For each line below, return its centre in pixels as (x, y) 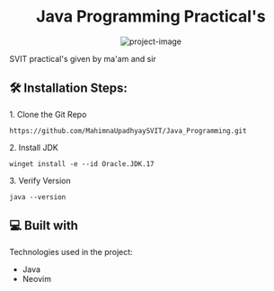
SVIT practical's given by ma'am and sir (83, 58)
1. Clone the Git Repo (48, 114)
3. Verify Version (40, 181)
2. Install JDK (34, 147)
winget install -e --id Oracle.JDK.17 (82, 163)
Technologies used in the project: (71, 251)
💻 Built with (44, 226)
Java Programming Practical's (151, 17)
